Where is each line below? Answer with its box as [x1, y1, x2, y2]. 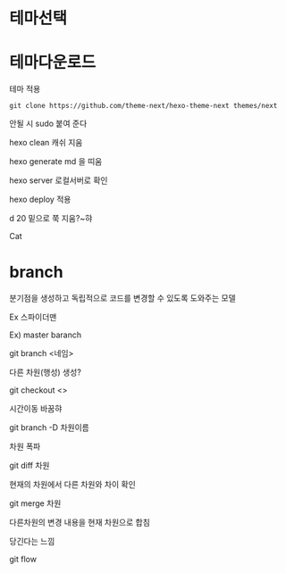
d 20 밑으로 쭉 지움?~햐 [9, 213, 93, 224]
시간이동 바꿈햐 [9, 403, 63, 414]
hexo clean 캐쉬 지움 [9, 137, 83, 148]
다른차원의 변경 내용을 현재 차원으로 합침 [9, 517, 150, 527]
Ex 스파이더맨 [9, 311, 57, 322]
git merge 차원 [9, 498, 62, 509]
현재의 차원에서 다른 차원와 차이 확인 [9, 479, 136, 490]
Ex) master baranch [9, 329, 82, 340]
